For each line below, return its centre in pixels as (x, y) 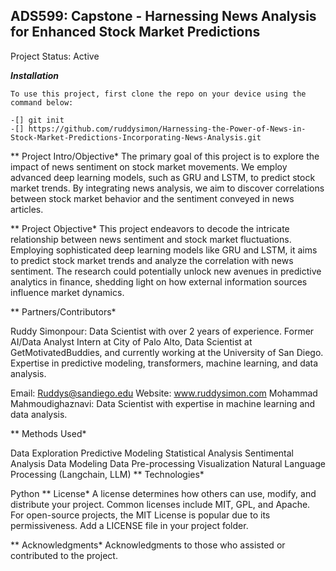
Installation (34, 75)
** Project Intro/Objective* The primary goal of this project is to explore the (165, 156)
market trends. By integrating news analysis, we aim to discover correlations (167, 188)
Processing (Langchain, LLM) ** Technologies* (107, 474)
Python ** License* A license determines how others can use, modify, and (163, 493)
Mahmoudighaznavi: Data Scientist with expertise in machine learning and (163, 403)
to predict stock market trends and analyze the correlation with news (152, 260)
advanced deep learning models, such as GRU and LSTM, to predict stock (163, 177)
